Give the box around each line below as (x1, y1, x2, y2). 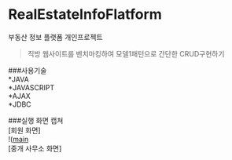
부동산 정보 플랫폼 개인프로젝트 (8, 32, 104, 42)
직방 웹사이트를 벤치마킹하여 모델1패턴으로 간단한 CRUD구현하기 (27, 49, 225, 58)
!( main (8, 134, 29, 144)
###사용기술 (8, 65, 47, 75)
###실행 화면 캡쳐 (8, 115, 64, 125)
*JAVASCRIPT (8, 82, 55, 92)
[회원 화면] (8, 125, 41, 135)
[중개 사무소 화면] (8, 144, 62, 153)
